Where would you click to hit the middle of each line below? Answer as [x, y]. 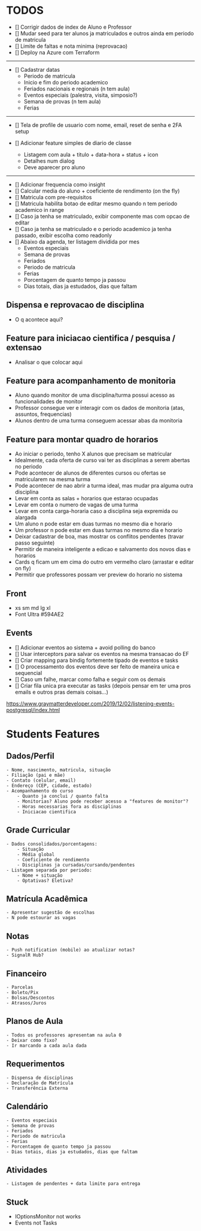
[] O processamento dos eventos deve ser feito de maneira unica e [97, 666]
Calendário [27, 1107]
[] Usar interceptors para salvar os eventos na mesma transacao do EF [102, 654]
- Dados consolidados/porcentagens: [52, 844]
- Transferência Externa [37, 1088]
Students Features [53, 734]
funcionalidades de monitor [48, 402]
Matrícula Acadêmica [47, 899]
